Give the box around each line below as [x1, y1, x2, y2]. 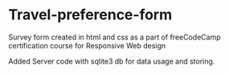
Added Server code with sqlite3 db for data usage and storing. [8, 56, 215, 66]
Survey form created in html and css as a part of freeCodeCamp [8, 32, 221, 42]
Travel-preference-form [8, 6, 173, 24]
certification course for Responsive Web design [8, 40, 166, 50]
